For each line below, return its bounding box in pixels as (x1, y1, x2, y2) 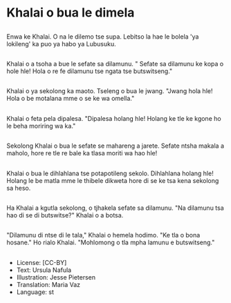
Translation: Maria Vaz (16, 280, 81, 289)
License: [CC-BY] (16, 258, 67, 266)
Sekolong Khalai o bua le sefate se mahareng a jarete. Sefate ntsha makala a (6, 141, 224, 150)
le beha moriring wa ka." (6, 121, 76, 130)
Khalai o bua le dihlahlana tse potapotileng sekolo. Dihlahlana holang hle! (6, 169, 214, 177)
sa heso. (6, 184, 31, 192)
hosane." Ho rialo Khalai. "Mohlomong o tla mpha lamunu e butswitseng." (6, 238, 215, 246)
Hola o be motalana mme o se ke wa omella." (6, 95, 135, 103)
